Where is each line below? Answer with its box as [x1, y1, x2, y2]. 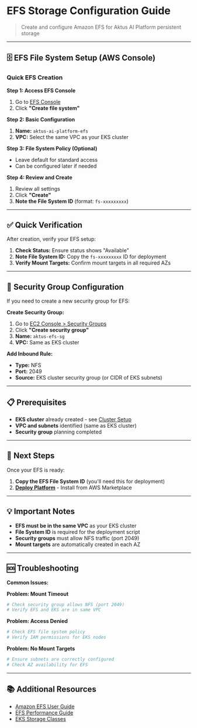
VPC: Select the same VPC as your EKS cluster [15, 133, 129, 140]
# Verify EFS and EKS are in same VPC [6, 607, 101, 613]
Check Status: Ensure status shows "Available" [15, 247, 129, 254]
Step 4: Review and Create [6, 174, 72, 181]
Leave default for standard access [15, 156, 98, 163]
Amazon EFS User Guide [15, 703, 75, 710]
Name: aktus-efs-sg [15, 333, 65, 340]
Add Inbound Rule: [6, 350, 53, 357]
